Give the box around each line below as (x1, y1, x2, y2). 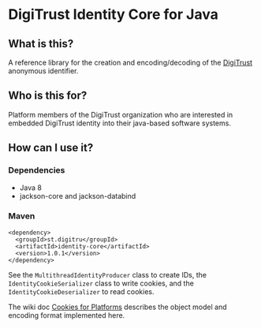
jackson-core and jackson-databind (19, 191, 136, 200)
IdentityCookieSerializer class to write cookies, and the (8, 278, 195, 288)
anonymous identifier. (8, 66, 79, 76)
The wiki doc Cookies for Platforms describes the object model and (8, 302, 227, 311)
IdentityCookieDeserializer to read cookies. (8, 286, 155, 296)
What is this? (8, 37, 74, 50)
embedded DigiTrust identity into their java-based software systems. (8, 118, 231, 128)
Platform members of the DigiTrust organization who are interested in (8, 110, 233, 119)
